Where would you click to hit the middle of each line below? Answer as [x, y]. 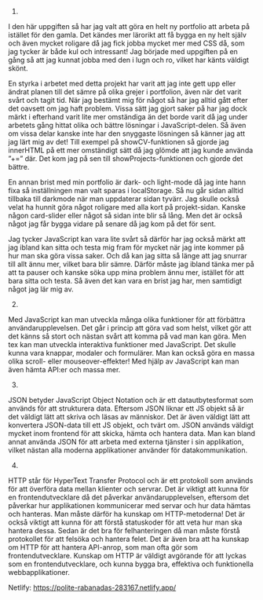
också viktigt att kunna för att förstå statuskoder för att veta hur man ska [125, 522]
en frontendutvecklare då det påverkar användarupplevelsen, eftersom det [129, 497]
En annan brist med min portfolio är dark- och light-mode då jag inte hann [127, 182]
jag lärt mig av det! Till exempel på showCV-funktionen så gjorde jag [119, 142]
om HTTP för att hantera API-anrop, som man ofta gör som [103, 547]
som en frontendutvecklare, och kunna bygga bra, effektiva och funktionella [131, 564]
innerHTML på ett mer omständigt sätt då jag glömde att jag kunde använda [131, 150]
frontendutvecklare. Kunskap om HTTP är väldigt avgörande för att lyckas [128, 556]
